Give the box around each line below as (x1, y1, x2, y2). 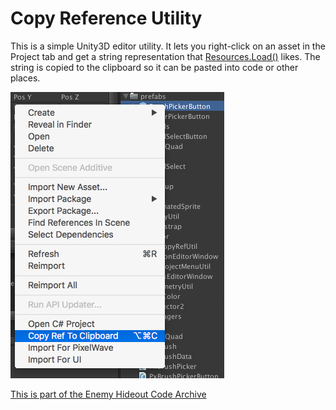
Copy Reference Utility (10, 7, 203, 30)
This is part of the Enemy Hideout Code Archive (10, 388, 207, 400)
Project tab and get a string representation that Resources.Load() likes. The (10, 50, 321, 62)
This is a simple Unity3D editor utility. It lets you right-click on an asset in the (10, 40, 326, 52)
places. (10, 72, 41, 84)
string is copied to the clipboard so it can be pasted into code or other (10, 61, 299, 73)
